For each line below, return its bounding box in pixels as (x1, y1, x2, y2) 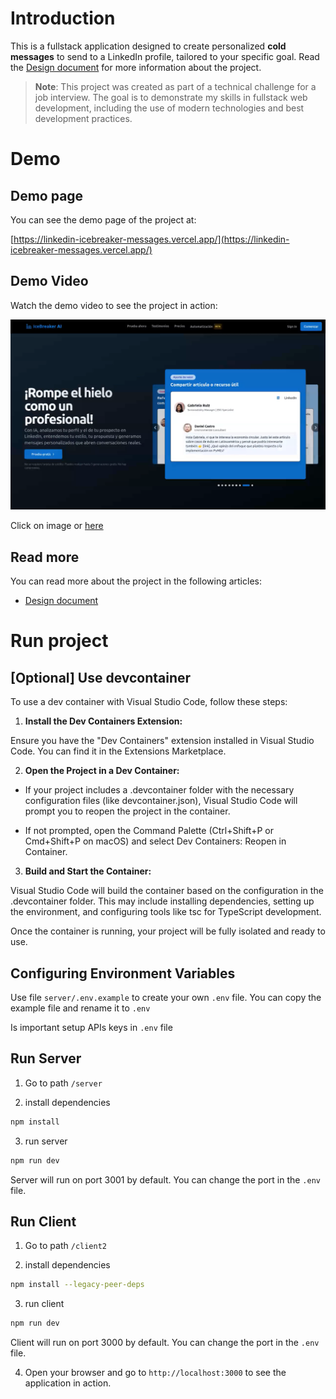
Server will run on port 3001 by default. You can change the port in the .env (10, 1173, 321, 1186)
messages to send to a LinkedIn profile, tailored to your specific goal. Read (10, 50, 320, 62)
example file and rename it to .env (10, 1002, 151, 1014)
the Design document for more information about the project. (10, 61, 262, 73)
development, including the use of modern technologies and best (34, 102, 305, 114)
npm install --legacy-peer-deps (10, 1280, 145, 1290)
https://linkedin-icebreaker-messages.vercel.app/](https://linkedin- (13, 233, 290, 245)
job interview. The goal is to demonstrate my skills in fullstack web (34, 91, 308, 103)
